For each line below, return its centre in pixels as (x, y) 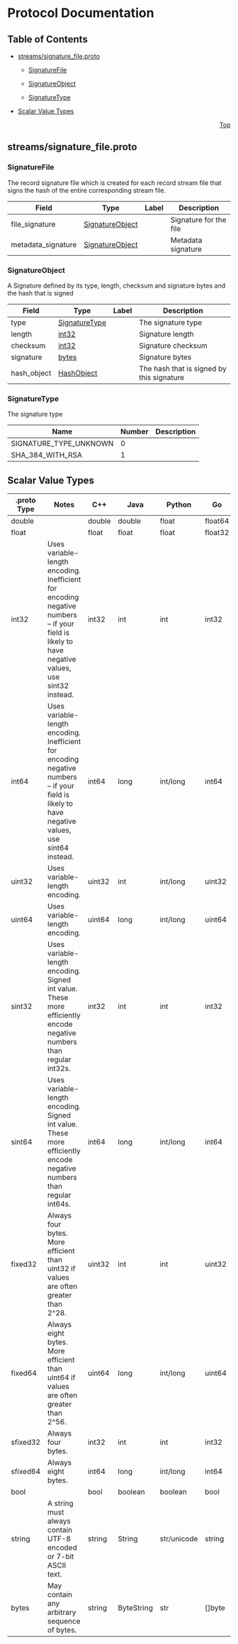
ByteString (136, 1608)
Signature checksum (173, 345)
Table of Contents (48, 39)
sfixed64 (26, 1472)
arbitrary (62, 1612)
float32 (217, 533)
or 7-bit (61, 1557)
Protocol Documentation (81, 13)
